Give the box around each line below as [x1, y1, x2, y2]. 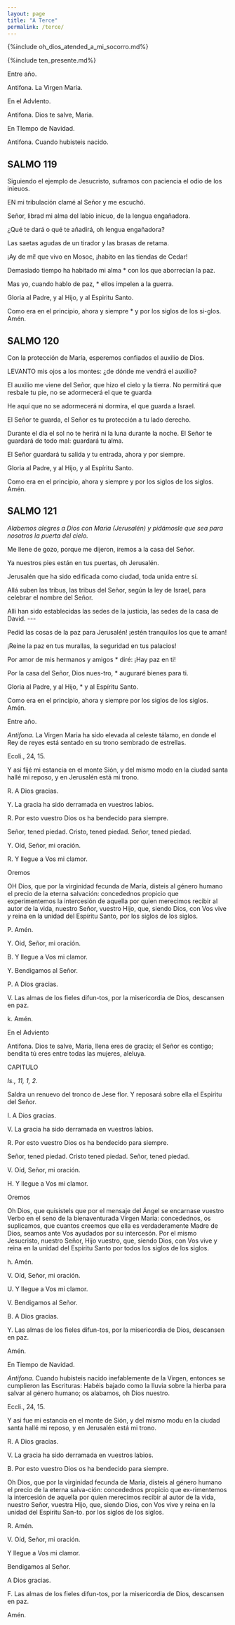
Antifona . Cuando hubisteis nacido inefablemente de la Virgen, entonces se [7, 1373, 226, 1382]
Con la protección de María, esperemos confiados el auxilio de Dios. [7, 354, 205, 362]
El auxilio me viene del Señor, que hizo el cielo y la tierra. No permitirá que [7, 381, 222, 389]
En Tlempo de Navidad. [7, 124, 75, 133]
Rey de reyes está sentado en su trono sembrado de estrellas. [7, 738, 187, 746]
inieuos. [7, 184, 30, 193]
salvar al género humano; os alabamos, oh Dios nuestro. [7, 1389, 170, 1397]
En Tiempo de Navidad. [7, 1360, 75, 1368]
